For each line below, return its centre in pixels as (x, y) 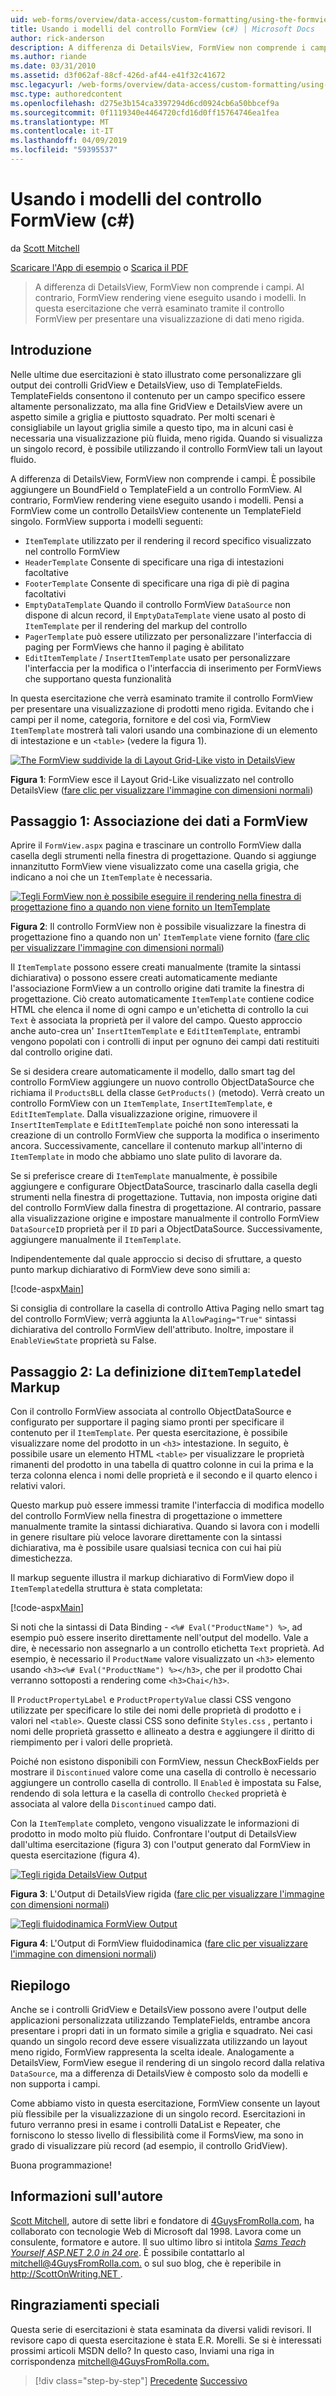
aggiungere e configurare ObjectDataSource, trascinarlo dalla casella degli (164, 1187)
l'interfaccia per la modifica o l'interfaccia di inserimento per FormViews (173, 668)
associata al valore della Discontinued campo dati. (113, 1804)
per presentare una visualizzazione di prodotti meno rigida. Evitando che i (162, 708)
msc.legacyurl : (42, 85)
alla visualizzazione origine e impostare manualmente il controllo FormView (165, 1218)
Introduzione (51, 350)
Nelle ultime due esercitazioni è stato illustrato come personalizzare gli (156, 374)
